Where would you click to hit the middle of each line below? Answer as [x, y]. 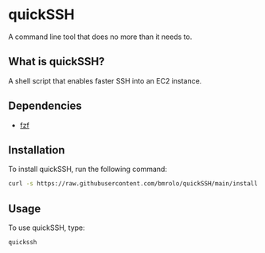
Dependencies [45, 106]
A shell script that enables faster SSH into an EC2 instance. [105, 80]
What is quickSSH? [57, 62]
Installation [37, 150]
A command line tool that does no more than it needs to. [100, 37]
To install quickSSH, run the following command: [88, 169]
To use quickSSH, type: [47, 228]
